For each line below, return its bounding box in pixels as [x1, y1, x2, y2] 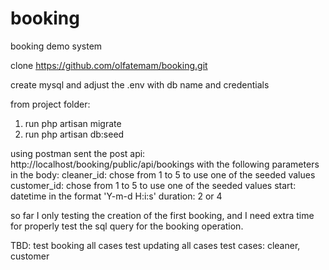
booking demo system [10, 40, 103, 52]
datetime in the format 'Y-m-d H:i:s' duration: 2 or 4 [10, 190, 223, 202]
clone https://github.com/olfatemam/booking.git [10, 59, 208, 71]
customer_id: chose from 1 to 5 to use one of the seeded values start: [10, 179, 297, 191]
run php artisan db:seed [24, 128, 125, 140]
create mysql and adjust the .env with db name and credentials [10, 78, 270, 91]
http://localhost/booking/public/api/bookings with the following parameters [10, 158, 320, 170]
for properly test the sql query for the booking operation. [10, 220, 244, 232]
